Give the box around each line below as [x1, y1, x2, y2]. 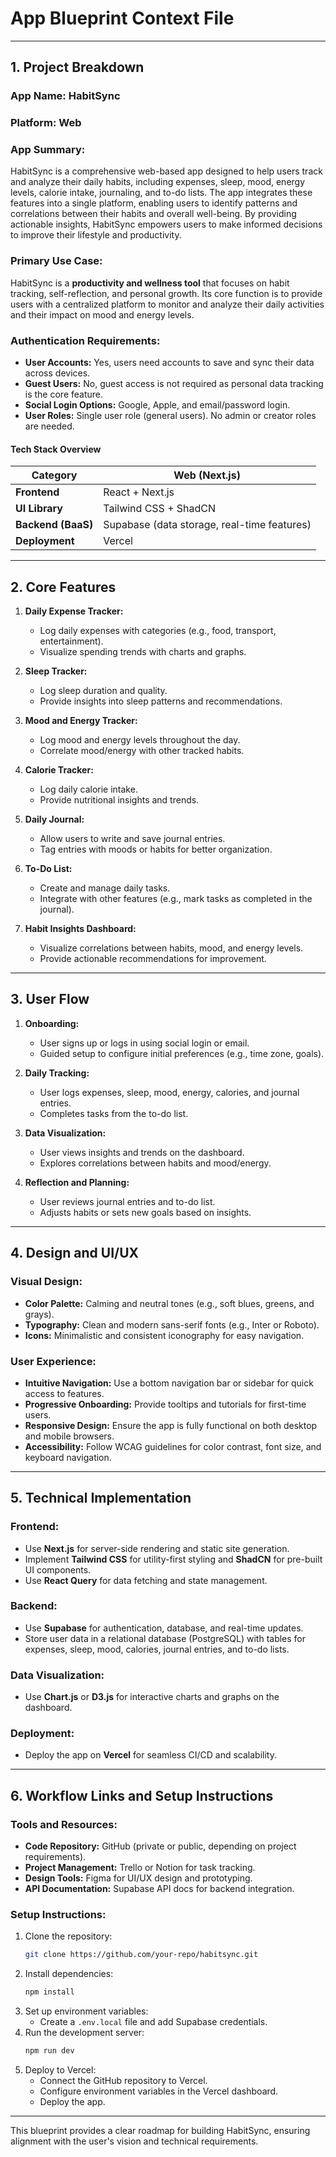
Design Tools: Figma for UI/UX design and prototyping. [24, 1872, 253, 1884]
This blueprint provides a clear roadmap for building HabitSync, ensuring [10, 2125, 311, 2137]
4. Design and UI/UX [10, 1245, 140, 1262]
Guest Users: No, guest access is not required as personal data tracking [24, 378, 324, 390]
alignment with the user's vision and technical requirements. [10, 2135, 259, 2147]
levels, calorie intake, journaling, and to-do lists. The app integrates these [10, 187, 313, 199]
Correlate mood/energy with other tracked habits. [39, 745, 245, 757]
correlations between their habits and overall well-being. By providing [10, 208, 297, 220]
